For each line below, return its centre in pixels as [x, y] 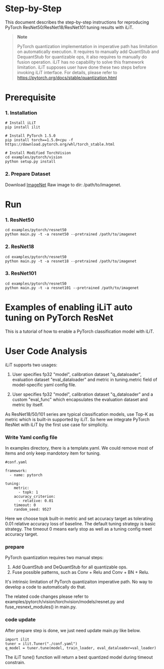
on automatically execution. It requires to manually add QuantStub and [88, 52]
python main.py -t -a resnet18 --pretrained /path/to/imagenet [71, 261]
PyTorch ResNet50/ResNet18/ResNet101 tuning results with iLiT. [69, 27]
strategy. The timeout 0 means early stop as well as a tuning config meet [79, 529]
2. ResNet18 [20, 247]
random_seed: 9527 [33, 509]
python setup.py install [30, 162]
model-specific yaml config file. [44, 385]
